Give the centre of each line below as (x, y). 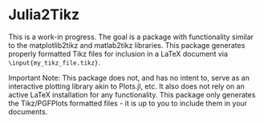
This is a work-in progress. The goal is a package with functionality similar (131, 37)
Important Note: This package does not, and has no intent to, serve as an (129, 77)
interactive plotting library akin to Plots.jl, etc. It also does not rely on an (126, 86)
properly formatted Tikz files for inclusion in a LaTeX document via (118, 54)
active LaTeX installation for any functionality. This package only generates (132, 94)
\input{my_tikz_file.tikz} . (55, 62)
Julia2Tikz (44, 15)
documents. (28, 111)
